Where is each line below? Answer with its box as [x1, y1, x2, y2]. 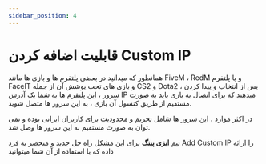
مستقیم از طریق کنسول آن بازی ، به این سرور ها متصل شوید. [8, 98, 192, 108]
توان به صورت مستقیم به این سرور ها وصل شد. [8, 122, 151, 132]
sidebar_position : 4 [8, 11, 78, 20]
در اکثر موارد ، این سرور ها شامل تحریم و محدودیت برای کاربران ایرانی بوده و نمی [8, 114, 252, 123]
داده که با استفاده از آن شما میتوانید [8, 146, 114, 156]
